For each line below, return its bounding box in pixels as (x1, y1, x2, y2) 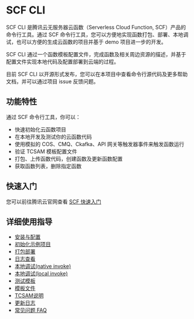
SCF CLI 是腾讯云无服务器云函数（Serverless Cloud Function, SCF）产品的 (6, 23, 186, 30)
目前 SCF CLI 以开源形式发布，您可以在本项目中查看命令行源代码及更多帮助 (6, 70, 188, 77)
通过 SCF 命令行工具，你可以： (6, 113, 81, 120)
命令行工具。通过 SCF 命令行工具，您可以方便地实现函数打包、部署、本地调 (6, 30, 189, 38)
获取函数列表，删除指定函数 (14, 162, 82, 169)
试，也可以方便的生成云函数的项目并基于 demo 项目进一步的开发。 (6, 38, 167, 45)
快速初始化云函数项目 (14, 125, 66, 133)
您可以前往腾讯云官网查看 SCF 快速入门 (6, 198, 101, 205)
